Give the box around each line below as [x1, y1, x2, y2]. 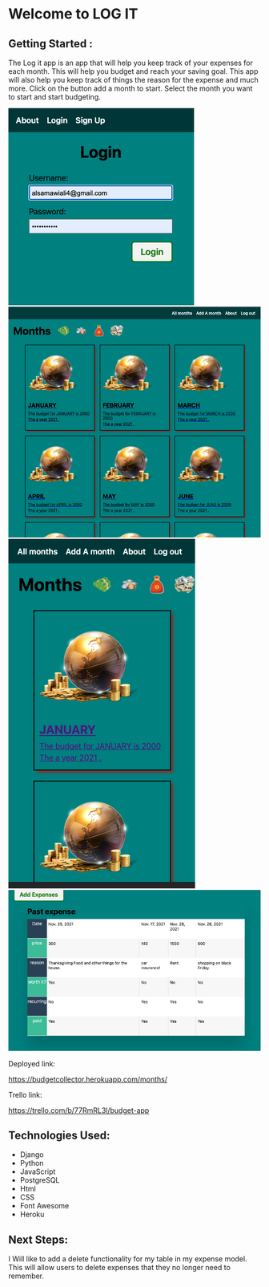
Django [19, 1150, 44, 1159]
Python [19, 1159, 44, 1168]
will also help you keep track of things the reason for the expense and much [8, 75, 259, 84]
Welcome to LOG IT [8, 5, 139, 23]
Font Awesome [19, 1201, 70, 1211]
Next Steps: [8, 1232, 68, 1246]
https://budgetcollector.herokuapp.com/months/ [8, 1074, 168, 1084]
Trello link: [8, 1090, 42, 1099]
